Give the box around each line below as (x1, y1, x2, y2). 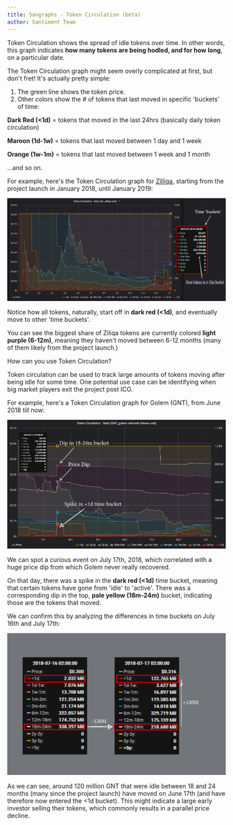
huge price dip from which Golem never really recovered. (7, 563, 171, 572)
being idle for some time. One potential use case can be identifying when (7, 377, 216, 386)
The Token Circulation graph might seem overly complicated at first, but (7, 67, 213, 75)
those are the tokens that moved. (7, 599, 102, 607)
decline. (7, 811, 30, 819)
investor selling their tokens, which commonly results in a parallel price (7, 803, 210, 812)
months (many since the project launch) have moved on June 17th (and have (7, 789, 225, 797)
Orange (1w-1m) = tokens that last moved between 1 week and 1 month (7, 150, 210, 158)
